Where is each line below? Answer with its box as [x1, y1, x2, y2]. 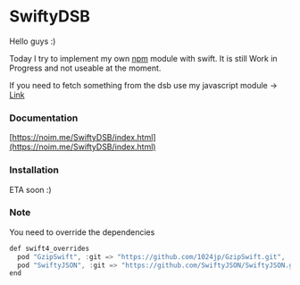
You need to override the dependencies [9, 226, 155, 238]
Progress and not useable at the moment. [9, 63, 162, 73]
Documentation [9, 112, 79, 124]
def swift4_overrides [9, 244, 90, 253]
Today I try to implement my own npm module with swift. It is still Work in [9, 53, 279, 63]
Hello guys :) [9, 36, 56, 46]
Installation [9, 163, 60, 176]
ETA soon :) [9, 184, 52, 195]
